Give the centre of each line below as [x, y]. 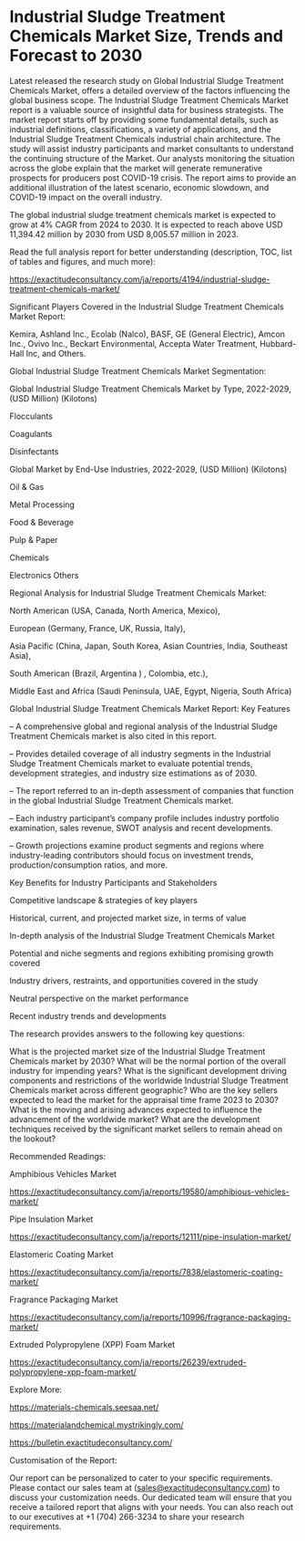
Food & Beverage [42, 522]
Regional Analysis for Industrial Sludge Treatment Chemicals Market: [138, 593]
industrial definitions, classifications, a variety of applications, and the [140, 129]
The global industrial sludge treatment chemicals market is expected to [142, 214]
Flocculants [31, 416]
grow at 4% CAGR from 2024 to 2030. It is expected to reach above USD [146, 224]
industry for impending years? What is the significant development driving [148, 1070]
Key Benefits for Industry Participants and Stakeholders [113, 882]
